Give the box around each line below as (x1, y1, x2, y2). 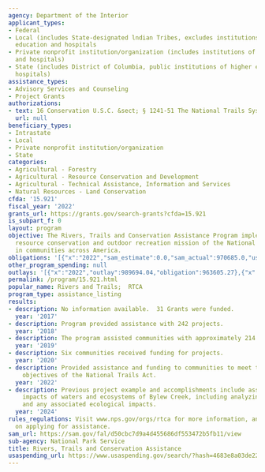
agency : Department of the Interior (8, 11, 129, 20)
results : (8, 298, 37, 305)
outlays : (8, 268, 37, 276)
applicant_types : (8, 19, 65, 27)
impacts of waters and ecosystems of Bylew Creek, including (22, 393, 227, 401)
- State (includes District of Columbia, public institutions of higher (8, 63, 252, 71)
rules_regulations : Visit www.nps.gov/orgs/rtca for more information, (8, 415, 248, 423)
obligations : (8, 253, 51, 261)
